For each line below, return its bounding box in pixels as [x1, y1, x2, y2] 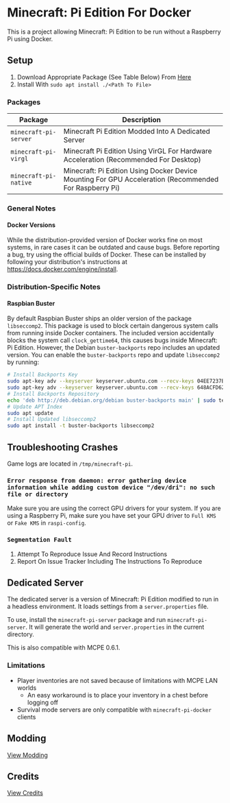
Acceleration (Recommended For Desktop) [63, 155, 201, 165]
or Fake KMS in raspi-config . [7, 519, 87, 527]
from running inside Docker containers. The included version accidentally [7, 329, 214, 337]
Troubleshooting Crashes [7, 441, 118, 453]
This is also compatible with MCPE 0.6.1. [7, 643, 120, 652]
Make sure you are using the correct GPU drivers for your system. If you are [7, 504, 221, 512]
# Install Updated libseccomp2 [7, 416, 97, 423]
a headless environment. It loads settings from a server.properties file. [7, 602, 209, 611]
